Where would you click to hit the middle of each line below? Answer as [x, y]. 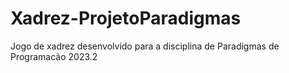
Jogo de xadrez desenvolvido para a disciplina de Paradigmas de [145, 46]
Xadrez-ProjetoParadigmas [126, 18]
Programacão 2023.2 [54, 56]
